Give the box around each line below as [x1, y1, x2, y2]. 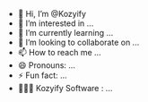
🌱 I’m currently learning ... [17, 28, 114, 38]
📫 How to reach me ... [17, 47, 101, 57]
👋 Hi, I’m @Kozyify [17, 9, 87, 19]
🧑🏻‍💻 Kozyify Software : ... [17, 83, 113, 93]
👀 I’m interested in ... [17, 18, 94, 29]
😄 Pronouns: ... [17, 60, 76, 71]
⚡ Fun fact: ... [17, 70, 67, 81]
